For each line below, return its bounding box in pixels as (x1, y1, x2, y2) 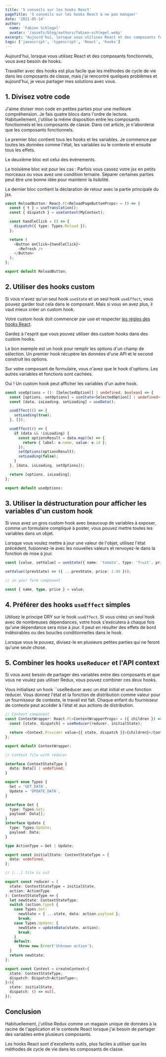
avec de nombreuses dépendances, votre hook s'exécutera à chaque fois (5, 619, 155, 625)
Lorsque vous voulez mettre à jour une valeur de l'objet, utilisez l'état (5, 540, 146, 546)
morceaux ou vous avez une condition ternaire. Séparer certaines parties (5, 171, 154, 177)
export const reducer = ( (5, 880, 58, 884)
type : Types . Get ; (9, 807, 45, 812)
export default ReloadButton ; (5, 269, 68, 274)
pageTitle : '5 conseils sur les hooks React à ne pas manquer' (5, 12, 138, 17)
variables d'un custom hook (5, 507, 93, 515)
